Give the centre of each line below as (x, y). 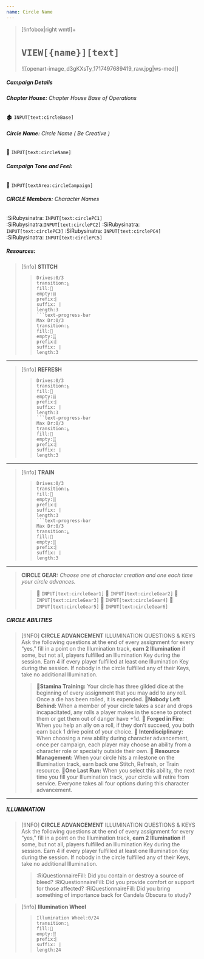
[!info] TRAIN (38, 472)
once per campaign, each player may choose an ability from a (114, 745)
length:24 (49, 950)
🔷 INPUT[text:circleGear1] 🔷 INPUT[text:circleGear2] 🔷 (107, 593)
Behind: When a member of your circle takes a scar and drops (114, 706)
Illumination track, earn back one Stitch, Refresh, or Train (107, 764)
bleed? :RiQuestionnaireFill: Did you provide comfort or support (115, 882)
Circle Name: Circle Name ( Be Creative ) (58, 133)
